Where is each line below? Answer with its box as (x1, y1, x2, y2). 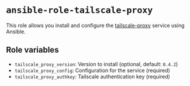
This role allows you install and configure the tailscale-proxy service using (6, 22, 185, 29)
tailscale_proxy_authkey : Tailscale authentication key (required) (14, 73, 171, 80)
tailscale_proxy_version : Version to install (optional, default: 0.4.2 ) (14, 60, 178, 67)
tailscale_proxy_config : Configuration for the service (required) (14, 67, 171, 74)
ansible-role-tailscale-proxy (6, 5, 153, 16)
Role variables (6, 45, 59, 55)
